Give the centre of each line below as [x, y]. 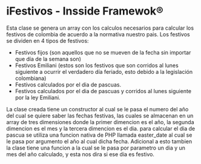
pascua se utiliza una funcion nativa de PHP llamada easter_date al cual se [99, 135]
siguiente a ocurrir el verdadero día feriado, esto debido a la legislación [104, 71]
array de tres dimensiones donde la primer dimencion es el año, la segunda [100, 122]
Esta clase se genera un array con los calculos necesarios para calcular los [100, 28]
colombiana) [31, 78]
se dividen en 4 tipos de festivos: [48, 41]
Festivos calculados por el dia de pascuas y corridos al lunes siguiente [103, 91]
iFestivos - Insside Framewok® [85, 11]
